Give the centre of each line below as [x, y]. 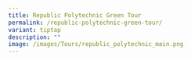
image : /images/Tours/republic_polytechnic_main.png [96, 44]
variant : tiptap [34, 30]
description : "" [34, 37]
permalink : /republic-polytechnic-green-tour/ [85, 23]
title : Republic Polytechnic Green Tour [75, 15]
